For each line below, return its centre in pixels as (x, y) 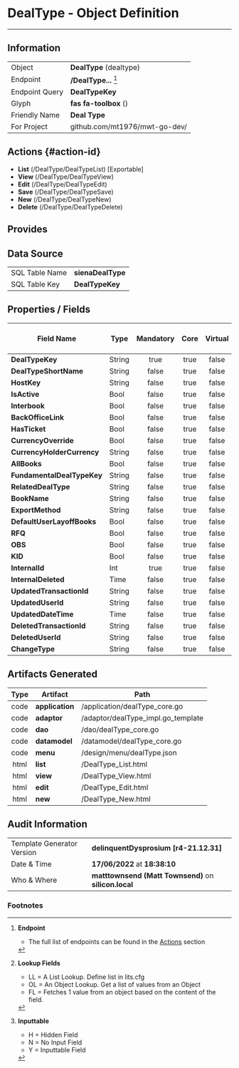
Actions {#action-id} (54, 152)
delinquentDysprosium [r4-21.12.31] (156, 848)
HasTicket (28, 429)
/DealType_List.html (114, 764)
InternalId (28, 568)
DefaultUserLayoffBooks (54, 522)
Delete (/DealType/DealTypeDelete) (70, 207)
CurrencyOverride (43, 440)
